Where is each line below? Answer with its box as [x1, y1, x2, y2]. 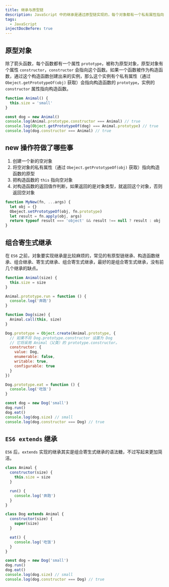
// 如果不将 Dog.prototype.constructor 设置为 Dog [10, 335, 113, 341]
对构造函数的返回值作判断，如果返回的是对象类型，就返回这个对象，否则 [12, 183, 162, 189]
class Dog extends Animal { [5, 512, 64, 517]
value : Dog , [14, 349, 39, 355]
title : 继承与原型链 [5, 7, 44, 13]
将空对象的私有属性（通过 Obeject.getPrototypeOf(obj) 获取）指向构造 [12, 164, 160, 170]
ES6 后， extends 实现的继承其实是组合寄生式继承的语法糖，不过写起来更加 [5, 449, 158, 455]
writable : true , [14, 359, 49, 364]
